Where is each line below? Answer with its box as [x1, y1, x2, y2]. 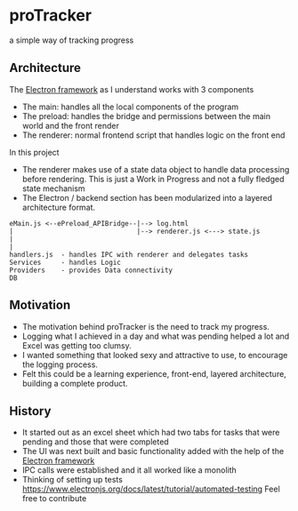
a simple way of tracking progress [9, 35, 134, 45]
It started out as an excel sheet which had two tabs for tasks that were [21, 427, 280, 438]
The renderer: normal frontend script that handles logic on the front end [21, 130, 286, 140]
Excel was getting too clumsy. [21, 339, 132, 351]
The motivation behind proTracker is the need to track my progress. [21, 321, 270, 331]
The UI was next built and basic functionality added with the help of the [21, 446, 285, 457]
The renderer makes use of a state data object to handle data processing [21, 164, 290, 174]
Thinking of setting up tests [21, 475, 123, 485]
